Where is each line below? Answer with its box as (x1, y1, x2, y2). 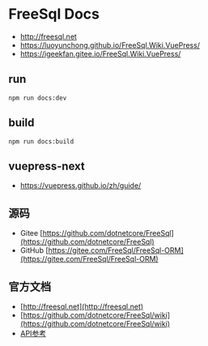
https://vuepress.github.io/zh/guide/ (19, 181, 142, 190)
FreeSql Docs (8, 5, 100, 23)
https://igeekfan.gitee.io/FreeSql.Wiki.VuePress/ (19, 49, 181, 58)
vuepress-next (8, 159, 85, 173)
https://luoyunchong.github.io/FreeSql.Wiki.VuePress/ (19, 40, 201, 49)
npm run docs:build (8, 137, 74, 146)
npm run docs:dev (8, 94, 67, 102)
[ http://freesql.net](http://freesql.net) (19, 301, 144, 311)
